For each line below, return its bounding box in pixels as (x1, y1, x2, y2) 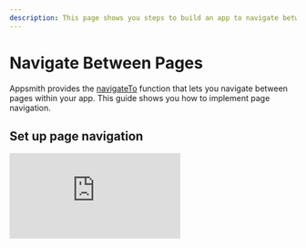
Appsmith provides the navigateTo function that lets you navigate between (9, 83, 289, 94)
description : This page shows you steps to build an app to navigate (9, 13, 280, 23)
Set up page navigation (9, 129, 144, 144)
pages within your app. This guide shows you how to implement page (9, 92, 270, 103)
